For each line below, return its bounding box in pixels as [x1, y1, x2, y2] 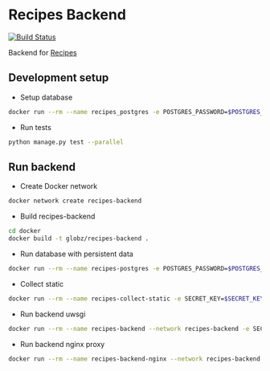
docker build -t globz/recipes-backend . [8, 234, 149, 243]
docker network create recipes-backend [8, 197, 142, 206]
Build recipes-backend [19, 211, 96, 222]
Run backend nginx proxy [19, 339, 105, 349]
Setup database [19, 92, 73, 102]
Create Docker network [19, 181, 98, 191]
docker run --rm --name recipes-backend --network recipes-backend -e [8, 324, 250, 332]
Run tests [19, 122, 52, 132]
